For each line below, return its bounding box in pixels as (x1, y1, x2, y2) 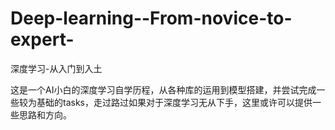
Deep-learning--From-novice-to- (10, 7, 293, 30)
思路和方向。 (18, 108, 72, 121)
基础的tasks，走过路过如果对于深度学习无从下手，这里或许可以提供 (36, 96, 313, 108)
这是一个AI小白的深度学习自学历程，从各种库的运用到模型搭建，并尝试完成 (10, 83, 317, 96)
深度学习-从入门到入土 (10, 62, 103, 74)
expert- (10, 28, 75, 51)
